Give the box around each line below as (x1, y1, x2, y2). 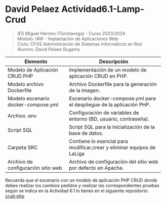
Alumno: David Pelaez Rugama (17, 46, 80, 52)
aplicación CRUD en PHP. (69, 72, 128, 79)
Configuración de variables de (69, 109, 139, 116)
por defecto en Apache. (69, 164, 124, 171)
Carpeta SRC (7, 144, 38, 151)
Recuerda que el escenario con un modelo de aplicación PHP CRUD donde (5, 177, 158, 183)
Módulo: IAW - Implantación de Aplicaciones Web (17, 36, 119, 42)
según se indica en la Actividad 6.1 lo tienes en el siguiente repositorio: (5, 188, 149, 194)
